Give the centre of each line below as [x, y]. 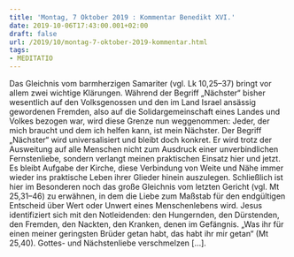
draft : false [33, 34]
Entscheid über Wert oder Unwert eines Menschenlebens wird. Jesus [136, 205]
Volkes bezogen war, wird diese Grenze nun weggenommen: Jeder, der [139, 121]
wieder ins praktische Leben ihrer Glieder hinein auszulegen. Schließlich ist [146, 177]
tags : [19, 50]
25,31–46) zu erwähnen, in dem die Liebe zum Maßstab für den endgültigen [147, 196]
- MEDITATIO [31, 58]
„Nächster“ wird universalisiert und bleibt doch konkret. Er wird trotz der [141, 140]
